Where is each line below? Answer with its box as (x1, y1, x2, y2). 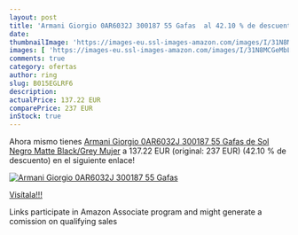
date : (9, 29, 29, 38)
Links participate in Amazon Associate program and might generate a (9, 207, 263, 217)
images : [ (9, 46, 46, 55)
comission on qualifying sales (9, 216, 118, 227)
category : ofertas (9, 63, 77, 72)
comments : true (9, 54, 66, 63)
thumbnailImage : (9, 37, 69, 47)
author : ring (9, 71, 58, 80)
